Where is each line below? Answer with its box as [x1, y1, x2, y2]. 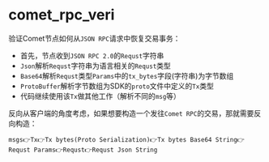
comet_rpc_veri [8, 6, 115, 24]
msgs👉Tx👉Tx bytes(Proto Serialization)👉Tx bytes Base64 [8, 135, 212, 143]
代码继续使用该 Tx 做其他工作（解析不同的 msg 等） [19, 91, 181, 100]
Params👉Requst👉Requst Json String [33, 146, 158, 154]
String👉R [215, 135, 246, 143]
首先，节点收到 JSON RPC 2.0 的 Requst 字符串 [19, 50, 164, 60]
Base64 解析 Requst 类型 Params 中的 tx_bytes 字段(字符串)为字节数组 [19, 70, 234, 80]
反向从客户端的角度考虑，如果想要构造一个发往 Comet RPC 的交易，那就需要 [8, 108, 254, 118]
